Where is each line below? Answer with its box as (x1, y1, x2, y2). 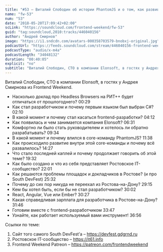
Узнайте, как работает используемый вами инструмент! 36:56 (12, 212, 142, 218)
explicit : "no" (5, 61, 36, 66)
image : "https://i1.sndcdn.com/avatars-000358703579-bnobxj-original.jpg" (5, 39, 160, 44)
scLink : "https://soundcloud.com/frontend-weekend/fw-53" (5, 25, 125, 30)
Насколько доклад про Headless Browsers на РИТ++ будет (12, 94, 134, 100)
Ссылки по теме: (5, 222, 40, 227)
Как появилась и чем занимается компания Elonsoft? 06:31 (12, 119, 135, 125)
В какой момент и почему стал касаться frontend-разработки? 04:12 (12, 115, 155, 120)
